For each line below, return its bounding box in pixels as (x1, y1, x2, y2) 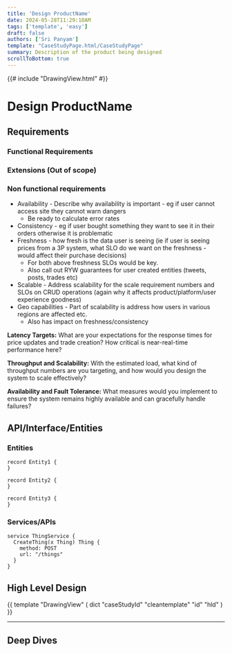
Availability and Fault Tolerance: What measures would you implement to (7, 388, 217, 396)
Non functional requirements (7, 184, 106, 194)
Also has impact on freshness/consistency (27, 317, 148, 326)
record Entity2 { (7, 477, 57, 484)
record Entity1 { (7, 459, 57, 466)
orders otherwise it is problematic (17, 229, 113, 238)
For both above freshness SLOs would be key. (27, 259, 159, 267)
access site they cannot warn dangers (17, 207, 126, 216)
